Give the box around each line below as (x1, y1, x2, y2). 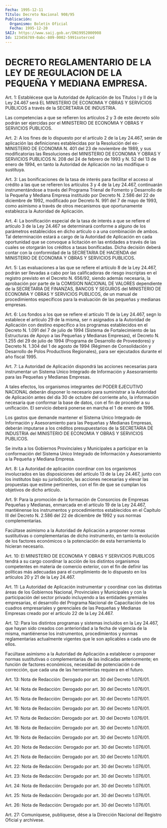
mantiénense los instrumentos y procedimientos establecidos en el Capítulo (5, 507, 161, 513)
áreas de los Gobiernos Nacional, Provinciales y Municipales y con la (5, 589, 147, 595)
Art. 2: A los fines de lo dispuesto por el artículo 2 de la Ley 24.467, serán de (5, 135, 163, 141)
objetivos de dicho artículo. (5, 487, 61, 493)
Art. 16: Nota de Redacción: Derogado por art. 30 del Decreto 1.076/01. (5, 705, 151, 711)
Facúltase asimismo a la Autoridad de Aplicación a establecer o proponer (5, 650, 156, 656)
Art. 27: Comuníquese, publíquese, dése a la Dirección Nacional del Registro (5, 812, 162, 818)
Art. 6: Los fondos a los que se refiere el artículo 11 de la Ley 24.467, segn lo (5, 311, 162, 317)
